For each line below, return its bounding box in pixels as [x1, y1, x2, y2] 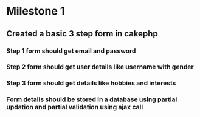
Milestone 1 [6, 4, 65, 18]
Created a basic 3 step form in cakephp [6, 28, 158, 39]
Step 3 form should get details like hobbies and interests [6, 79, 176, 87]
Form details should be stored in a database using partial [6, 95, 178, 104]
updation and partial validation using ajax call [6, 103, 143, 112]
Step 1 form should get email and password [6, 47, 136, 55]
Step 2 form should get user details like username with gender [6, 62, 194, 71]
